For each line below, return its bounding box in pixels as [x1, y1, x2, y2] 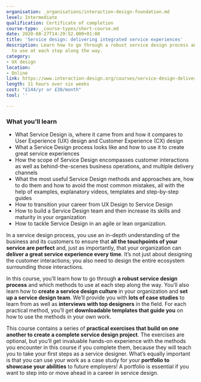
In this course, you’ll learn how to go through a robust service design [6, 275, 178, 282]
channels [14, 169, 38, 177]
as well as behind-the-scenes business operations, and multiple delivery [14, 163, 194, 170]
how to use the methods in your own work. [6, 313, 112, 320]
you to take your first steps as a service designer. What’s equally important [6, 350, 190, 357]
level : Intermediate [6, 14, 58, 20]
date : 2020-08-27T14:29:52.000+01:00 [6, 31, 100, 37]
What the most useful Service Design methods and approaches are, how [14, 175, 194, 183]
